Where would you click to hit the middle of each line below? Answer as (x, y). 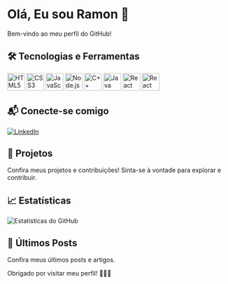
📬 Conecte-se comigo (58, 111)
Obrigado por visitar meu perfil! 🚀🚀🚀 (59, 273)
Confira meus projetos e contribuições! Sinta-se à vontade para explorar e (114, 170)
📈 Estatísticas (39, 200)
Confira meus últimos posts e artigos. (61, 260)
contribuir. (22, 178)
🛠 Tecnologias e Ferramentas (73, 56)
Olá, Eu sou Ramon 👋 (68, 14)
